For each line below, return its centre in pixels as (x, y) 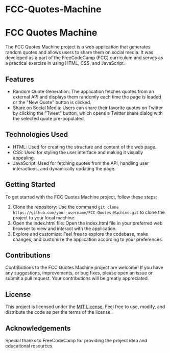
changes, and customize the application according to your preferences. (88, 239)
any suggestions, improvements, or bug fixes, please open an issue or (79, 273)
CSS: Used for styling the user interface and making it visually (78, 152)
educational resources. (29, 346)
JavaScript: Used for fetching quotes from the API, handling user (81, 163)
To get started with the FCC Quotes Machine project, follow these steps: (81, 197)
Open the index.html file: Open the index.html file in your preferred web (88, 223)
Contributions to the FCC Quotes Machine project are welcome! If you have (84, 268)
